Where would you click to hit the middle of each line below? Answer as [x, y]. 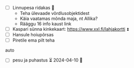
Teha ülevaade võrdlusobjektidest [55, 13]
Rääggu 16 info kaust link [45, 24]
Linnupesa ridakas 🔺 [33, 8]
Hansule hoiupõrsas [33, 35]
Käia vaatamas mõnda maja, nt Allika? [59, 19]
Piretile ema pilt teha [33, 40]
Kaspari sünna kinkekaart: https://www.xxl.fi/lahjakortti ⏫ [70, 29]
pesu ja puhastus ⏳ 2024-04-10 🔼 [47, 60]
